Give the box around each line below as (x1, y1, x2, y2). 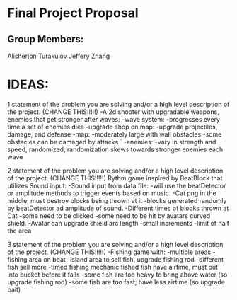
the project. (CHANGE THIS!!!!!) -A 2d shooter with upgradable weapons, (7, 108, 219, 116)
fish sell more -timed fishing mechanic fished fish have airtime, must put (7, 262, 218, 271)
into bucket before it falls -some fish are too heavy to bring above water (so (7, 270, 228, 279)
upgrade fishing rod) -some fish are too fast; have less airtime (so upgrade (7, 277, 225, 286)
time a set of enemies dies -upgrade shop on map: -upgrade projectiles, (7, 122, 218, 131)
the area (7, 226, 32, 235)
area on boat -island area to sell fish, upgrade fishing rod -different (28, 255, 224, 263)
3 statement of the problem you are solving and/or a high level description (7, 240, 224, 248)
